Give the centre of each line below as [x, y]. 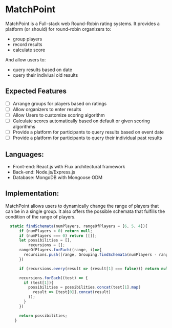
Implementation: [32, 194]
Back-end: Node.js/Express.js [44, 172]
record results [27, 44]
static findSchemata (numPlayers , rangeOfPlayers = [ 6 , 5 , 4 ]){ [79, 226]
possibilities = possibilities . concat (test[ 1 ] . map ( [84, 288]
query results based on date [42, 70]
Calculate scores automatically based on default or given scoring [81, 121]
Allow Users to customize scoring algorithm [59, 115]
